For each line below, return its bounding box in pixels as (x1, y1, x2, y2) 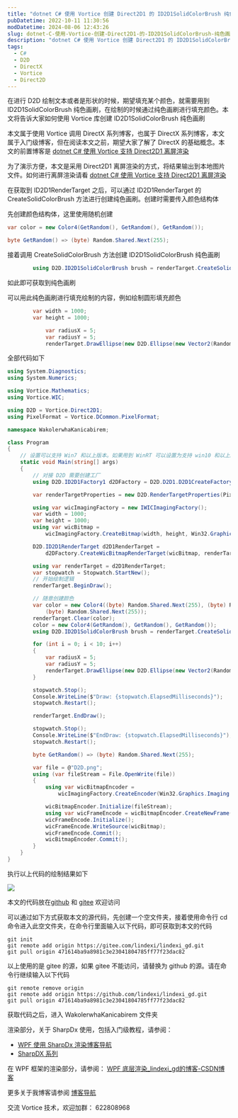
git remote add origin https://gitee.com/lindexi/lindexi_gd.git (7, 942, 204, 949)
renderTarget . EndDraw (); (33, 713, 106, 720)
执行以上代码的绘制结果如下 (7, 869, 89, 878)
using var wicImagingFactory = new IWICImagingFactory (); (33, 504, 208, 511)
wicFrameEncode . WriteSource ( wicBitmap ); (45, 823, 166, 830)
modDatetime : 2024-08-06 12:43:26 (7, 23, 110, 30)
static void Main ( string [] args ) (20, 458, 119, 466)
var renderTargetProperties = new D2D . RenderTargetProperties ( (33, 491, 223, 498)
